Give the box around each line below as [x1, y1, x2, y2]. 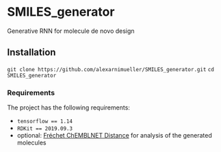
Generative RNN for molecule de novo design [7, 27, 135, 35]
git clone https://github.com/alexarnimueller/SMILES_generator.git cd [7, 66, 214, 73]
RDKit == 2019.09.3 [16, 125, 73, 132]
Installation [7, 47, 56, 58]
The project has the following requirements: [7, 103, 130, 112]
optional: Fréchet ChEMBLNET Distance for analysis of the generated [16, 131, 212, 140]
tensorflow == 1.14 [16, 118, 73, 125]
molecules [16, 138, 47, 147]
